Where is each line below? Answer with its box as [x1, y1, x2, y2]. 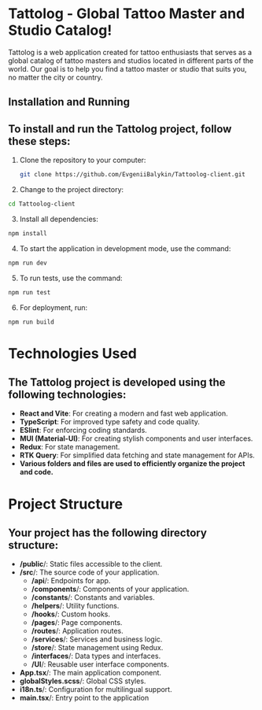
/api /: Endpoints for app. [31, 576, 111, 586]
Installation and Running [8, 95, 131, 109]
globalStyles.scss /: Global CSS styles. [19, 676, 146, 686]
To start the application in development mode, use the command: [19, 243, 231, 253]
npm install [8, 229, 47, 237]
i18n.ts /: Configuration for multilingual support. [19, 685, 172, 694]
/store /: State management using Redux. [31, 643, 164, 653]
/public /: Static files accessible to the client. [19, 560, 163, 569]
